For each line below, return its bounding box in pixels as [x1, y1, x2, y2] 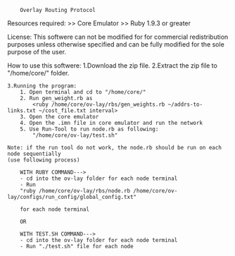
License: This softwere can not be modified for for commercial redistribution [7, 32, 229, 41]
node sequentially [7, 150, 61, 157]
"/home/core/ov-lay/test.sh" [32, 132, 118, 139]
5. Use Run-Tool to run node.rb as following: [20, 126, 159, 133]
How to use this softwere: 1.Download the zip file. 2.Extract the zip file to [7, 61, 218, 70]
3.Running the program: [7, 83, 77, 90]
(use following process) [7, 157, 80, 164]
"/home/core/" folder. [7, 69, 70, 77]
